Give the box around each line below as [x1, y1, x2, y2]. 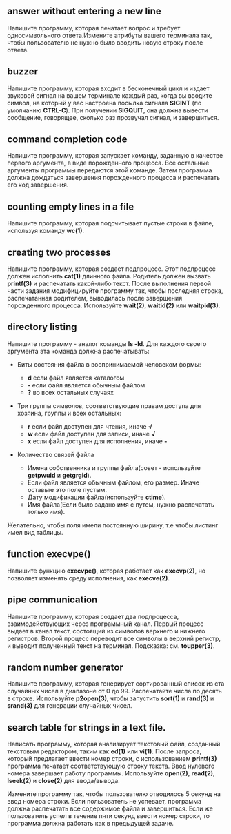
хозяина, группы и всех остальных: [17, 409, 122, 417]
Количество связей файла [17, 450, 94, 458]
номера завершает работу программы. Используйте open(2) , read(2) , [7, 769, 215, 777]
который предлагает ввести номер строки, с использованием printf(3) [7, 755, 217, 763]
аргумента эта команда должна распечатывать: [7, 347, 150, 355]
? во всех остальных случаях [27, 388, 114, 396]
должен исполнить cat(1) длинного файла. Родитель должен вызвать [7, 272, 212, 281]
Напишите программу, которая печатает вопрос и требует [7, 23, 181, 32]
